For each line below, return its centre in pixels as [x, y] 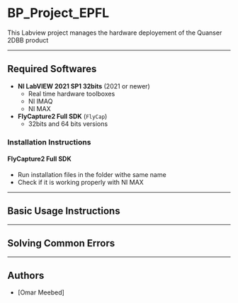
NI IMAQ [40, 101]
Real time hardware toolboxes [72, 93]
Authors [26, 275]
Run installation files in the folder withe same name [92, 174]
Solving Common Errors [61, 243]
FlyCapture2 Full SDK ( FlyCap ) [62, 116]
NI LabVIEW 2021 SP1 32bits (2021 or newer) [84, 86]
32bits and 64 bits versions [68, 124]
